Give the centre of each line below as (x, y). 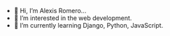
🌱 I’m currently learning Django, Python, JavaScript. (88, 25)
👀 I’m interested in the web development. (73, 18)
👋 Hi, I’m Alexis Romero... (50, 11)
